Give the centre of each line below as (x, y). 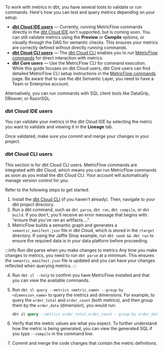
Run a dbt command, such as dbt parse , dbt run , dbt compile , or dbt (81, 210)
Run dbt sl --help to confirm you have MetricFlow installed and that (81, 275)
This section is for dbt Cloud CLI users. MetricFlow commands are (71, 165)
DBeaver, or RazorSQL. (28, 98)
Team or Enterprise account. (41, 84)
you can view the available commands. (51, 280)
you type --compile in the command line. (53, 334)
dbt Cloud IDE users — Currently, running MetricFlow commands (77, 27)
